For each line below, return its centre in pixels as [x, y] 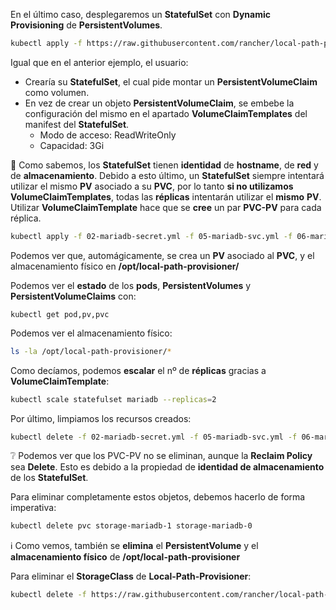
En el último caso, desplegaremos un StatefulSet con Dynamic [140, 14]
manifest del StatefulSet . [77, 124]
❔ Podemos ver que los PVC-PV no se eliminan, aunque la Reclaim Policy [161, 456]
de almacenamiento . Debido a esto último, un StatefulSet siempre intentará [167, 175]
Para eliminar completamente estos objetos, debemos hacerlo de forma [158, 497]
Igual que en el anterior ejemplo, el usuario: [99, 62]
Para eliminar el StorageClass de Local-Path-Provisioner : [131, 576]
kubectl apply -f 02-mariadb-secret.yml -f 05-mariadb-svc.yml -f [151, 236]
